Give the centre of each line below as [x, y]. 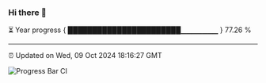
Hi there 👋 [28, 13]
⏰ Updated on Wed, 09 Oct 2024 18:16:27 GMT [85, 56]
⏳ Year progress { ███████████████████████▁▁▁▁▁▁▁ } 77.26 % [130, 30]
